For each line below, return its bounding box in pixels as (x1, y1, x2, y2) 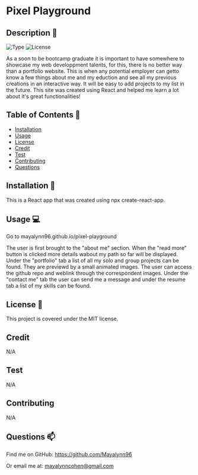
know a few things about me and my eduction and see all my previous (6, 74, 177, 81)
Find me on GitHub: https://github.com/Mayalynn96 (6, 451, 132, 458)
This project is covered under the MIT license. (6, 315, 119, 323)
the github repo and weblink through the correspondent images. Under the (6, 270, 189, 277)
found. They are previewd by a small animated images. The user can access (6, 263, 192, 270)
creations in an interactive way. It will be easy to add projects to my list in (6, 80, 185, 87)
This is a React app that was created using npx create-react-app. (6, 196, 165, 203)
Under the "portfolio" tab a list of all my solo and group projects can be (6, 257, 180, 264)
